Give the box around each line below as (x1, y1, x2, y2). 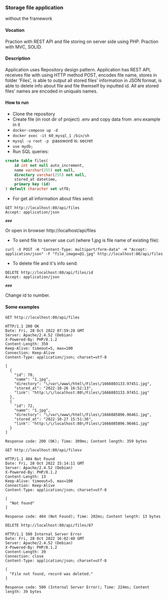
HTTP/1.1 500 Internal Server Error (5, 532, 82, 537)
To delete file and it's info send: (12, 260, 78, 266)
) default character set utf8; (5, 187, 71, 192)
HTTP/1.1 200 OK (5, 324, 39, 329)
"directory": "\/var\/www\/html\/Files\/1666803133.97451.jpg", (14, 381, 152, 387)
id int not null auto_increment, (14, 163, 85, 168)
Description (5, 55, 31, 62)
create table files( (5, 158, 49, 163)
